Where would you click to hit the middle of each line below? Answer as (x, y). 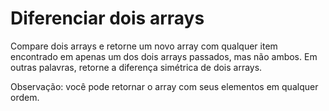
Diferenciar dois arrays (107, 18)
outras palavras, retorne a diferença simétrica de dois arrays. (136, 67)
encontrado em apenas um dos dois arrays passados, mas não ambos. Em (164, 56)
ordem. (25, 97)
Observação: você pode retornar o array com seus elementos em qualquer (164, 86)
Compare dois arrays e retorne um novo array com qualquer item (144, 46)
